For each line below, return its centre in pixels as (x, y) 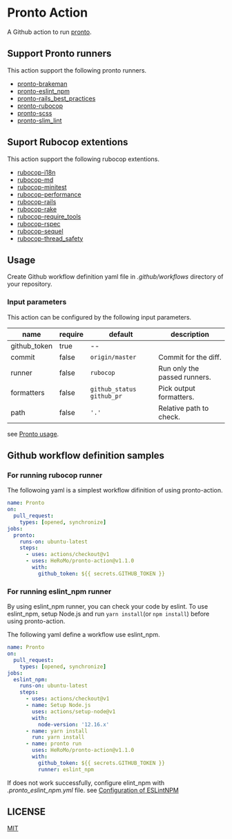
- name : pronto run (53, 744)
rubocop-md (35, 179)
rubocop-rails (37, 201)
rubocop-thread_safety (50, 238)
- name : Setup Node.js (58, 706)
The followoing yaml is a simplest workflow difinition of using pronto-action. (115, 490)
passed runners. (185, 377)
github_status (113, 389)
